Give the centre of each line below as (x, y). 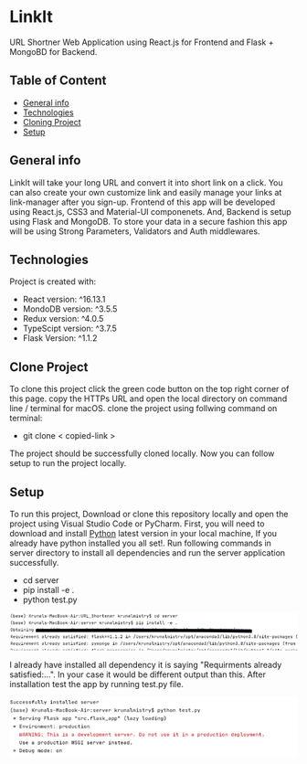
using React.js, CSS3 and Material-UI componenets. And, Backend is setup (151, 211)
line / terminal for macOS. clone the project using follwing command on (143, 409)
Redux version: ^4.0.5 (63, 319)
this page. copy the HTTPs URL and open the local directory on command (148, 398)
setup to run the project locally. (68, 463)
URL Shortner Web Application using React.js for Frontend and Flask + (142, 42)
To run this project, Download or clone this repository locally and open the (149, 514)
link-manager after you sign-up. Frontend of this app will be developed (143, 202)
